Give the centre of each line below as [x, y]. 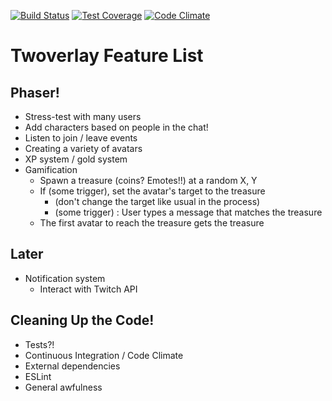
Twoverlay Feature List [107, 56]
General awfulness [63, 387]
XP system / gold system [76, 159]
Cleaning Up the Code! [82, 320]
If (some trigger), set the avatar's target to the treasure [152, 191]
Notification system [65, 278]
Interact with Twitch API [88, 289]
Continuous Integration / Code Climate [104, 355]
